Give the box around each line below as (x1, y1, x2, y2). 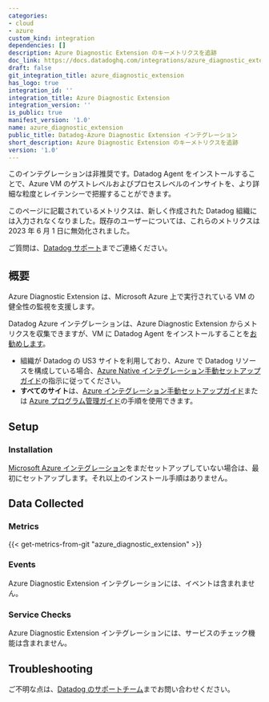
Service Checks (8, 609, 72, 620)
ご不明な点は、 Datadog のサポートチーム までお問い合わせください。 (8, 684, 235, 694)
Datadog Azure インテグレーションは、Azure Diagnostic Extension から (8, 319, 244, 329)
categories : (8, 11, 48, 20)
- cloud (8, 19, 34, 27)
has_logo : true (8, 79, 59, 87)
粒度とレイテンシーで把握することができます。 (22, 189, 176, 199)
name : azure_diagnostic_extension (8, 124, 124, 132)
